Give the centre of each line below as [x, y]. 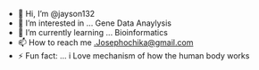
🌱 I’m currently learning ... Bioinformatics [92, 32]
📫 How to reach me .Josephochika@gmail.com [105, 43]
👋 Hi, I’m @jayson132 [56, 14]
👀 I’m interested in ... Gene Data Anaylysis [95, 23]
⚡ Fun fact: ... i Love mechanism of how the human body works [134, 56]
